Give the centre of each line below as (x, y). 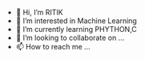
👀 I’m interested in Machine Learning (77, 21)
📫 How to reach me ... (53, 47)
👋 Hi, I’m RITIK (39, 12)
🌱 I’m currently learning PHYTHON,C (77, 29)
